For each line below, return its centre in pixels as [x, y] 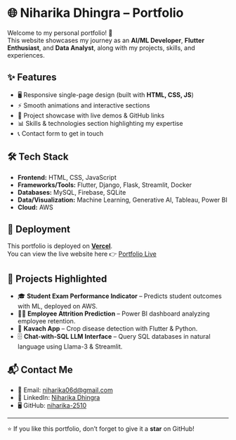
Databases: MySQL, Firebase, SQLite [72, 192]
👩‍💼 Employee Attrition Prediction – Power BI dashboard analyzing [113, 313]
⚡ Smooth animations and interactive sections [84, 105]
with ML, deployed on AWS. [58, 306]
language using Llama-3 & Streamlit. [70, 347]
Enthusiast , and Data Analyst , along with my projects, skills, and [101, 48]
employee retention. [46, 321]
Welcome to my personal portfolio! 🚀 [60, 32]
